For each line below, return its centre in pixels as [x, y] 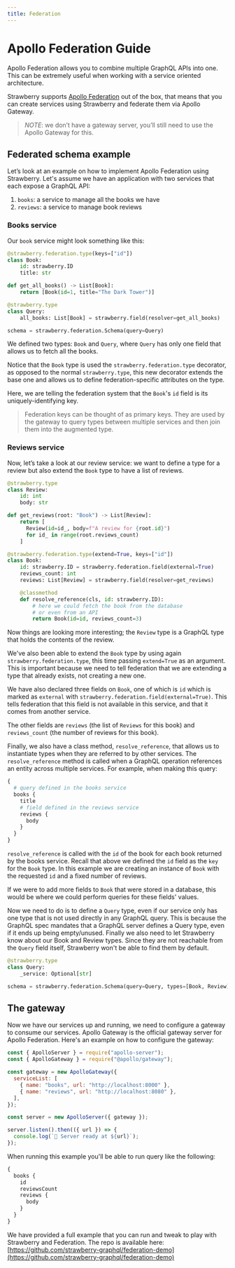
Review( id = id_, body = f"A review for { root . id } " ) [98, 528]
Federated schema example [69, 154]
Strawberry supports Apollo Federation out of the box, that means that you [115, 96]
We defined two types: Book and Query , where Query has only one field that [114, 344]
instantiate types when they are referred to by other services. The [102, 754]
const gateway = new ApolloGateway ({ [62, 1072]
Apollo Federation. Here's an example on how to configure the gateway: [111, 1040]
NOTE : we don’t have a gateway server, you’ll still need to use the [119, 125]
